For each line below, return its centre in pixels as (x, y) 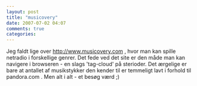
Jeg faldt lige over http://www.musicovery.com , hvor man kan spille (91, 51)
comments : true (25, 29)
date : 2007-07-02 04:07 (36, 23)
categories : (21, 34)
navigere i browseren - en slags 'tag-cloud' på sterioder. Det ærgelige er (97, 64)
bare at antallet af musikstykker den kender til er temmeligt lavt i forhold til (99, 70)
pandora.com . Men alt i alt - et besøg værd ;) (63, 77)
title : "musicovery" (32, 17)
